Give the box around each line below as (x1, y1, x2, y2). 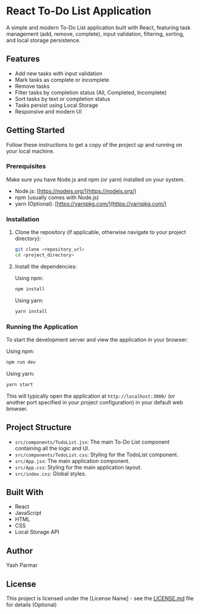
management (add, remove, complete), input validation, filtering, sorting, (6, 30, 184, 37)
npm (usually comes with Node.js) (14, 194, 99, 201)
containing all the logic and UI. (14, 444, 90, 452)
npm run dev (6, 359, 36, 365)
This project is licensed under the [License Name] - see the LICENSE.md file (6, 594, 194, 601)
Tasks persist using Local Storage (14, 102, 99, 109)
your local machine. (6, 148, 55, 155)
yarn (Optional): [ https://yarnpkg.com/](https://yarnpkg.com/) (14, 200, 167, 207)
